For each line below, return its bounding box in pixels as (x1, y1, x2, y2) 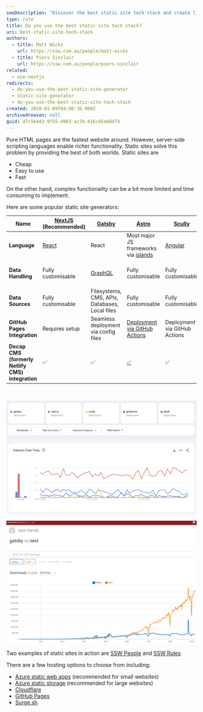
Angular (165, 241, 185, 248)
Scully (173, 220, 190, 227)
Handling (8, 273, 33, 280)
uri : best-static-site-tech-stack (6, 29, 94, 35)
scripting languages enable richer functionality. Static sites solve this (6, 142, 178, 150)
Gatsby (97, 220, 116, 227)
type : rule (6, 16, 34, 22)
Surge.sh (14, 699, 38, 706)
